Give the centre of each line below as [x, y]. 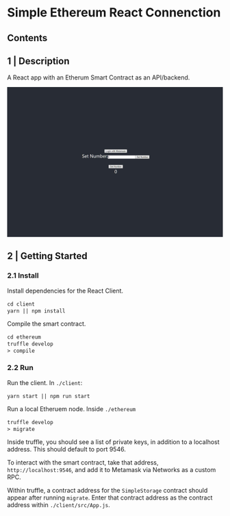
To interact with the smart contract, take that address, [83, 462]
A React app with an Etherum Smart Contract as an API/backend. [99, 77]
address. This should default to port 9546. [67, 449]
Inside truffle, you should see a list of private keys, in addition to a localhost [114, 442]
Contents [27, 38]
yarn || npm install [37, 311]
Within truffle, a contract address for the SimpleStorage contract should [107, 490]
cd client [21, 304]
